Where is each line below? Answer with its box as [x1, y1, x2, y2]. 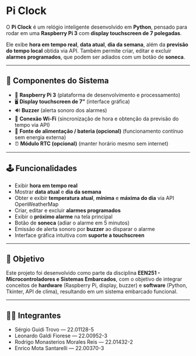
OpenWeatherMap [14, 201, 59, 208]
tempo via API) [14, 121, 51, 128]
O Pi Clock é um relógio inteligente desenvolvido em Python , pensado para [6, 23, 188, 30]
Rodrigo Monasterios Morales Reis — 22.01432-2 [14, 338, 133, 345]
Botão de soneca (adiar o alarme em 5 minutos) [14, 219, 130, 226]
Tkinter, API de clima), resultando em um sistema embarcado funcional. [6, 288, 178, 295]
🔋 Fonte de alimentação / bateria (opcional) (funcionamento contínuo [14, 127, 184, 134]
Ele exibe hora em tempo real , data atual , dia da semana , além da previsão [6, 41, 188, 48]
